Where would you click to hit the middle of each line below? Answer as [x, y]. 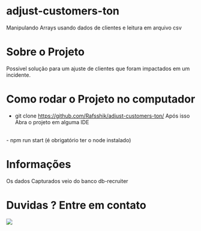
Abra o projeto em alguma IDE [52, 122]
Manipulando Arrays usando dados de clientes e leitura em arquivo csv [94, 28]
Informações [39, 164]
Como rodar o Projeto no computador [101, 99]
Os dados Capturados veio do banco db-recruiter [67, 181]
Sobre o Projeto [46, 52]
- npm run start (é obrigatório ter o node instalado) [69, 140]
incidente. [19, 75]
